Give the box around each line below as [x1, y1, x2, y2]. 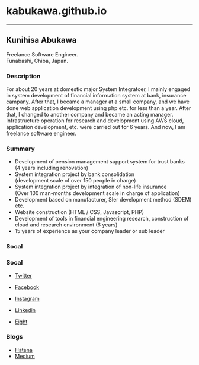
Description [6, 72, 41, 80]
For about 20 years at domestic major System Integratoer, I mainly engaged [6, 86, 191, 93]
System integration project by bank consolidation [14, 171, 135, 178]
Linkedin [14, 306, 36, 313]
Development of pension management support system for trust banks [14, 158, 185, 165]
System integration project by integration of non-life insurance [14, 183, 167, 191]
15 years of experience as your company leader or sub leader [14, 228, 165, 235]
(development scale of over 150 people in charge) [14, 177, 136, 184]
